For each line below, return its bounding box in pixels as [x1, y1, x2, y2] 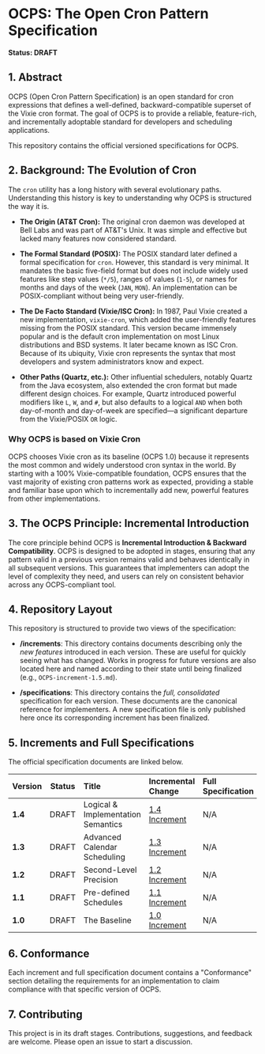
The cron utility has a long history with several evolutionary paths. [8, 184, 222, 194]
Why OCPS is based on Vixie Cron [8, 434, 140, 445]
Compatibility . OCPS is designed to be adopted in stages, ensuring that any [8, 546, 256, 555]
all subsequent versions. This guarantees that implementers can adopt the [8, 563, 250, 572]
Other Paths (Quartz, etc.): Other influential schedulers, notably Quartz [19, 372, 253, 381]
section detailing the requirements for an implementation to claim [8, 976, 220, 986]
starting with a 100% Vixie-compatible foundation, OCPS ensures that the [8, 468, 247, 478]
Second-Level [83, 864, 137, 875]
